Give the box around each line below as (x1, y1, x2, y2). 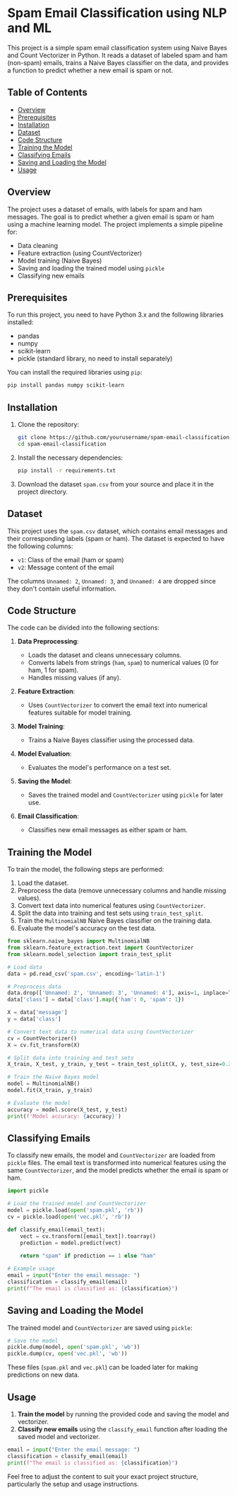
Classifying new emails (17, 271, 85, 280)
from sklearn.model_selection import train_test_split (7, 950, 172, 957)
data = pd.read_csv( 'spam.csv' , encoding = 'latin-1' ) (7, 970, 166, 977)
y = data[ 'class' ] (7, 1016, 61, 1023)
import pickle (7, 1188, 49, 1195)
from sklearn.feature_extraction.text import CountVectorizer (7, 944, 194, 951)
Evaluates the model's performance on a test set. (28, 763, 171, 772)
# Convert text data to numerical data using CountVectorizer (7, 1028, 194, 1035)
